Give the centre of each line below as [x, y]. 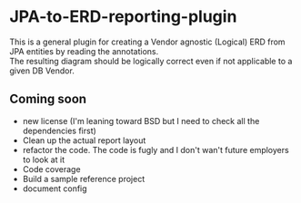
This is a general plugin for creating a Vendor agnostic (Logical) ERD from [147, 42]
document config [55, 188]
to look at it [44, 159]
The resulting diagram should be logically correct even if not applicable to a [151, 61]
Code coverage [51, 169]
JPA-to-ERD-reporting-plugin [123, 17]
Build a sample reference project [84, 179]
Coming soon [48, 99]
